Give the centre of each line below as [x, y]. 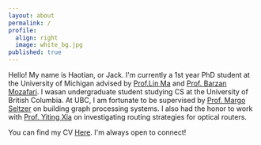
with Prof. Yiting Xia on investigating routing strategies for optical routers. [128, 117]
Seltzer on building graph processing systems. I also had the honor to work [130, 109]
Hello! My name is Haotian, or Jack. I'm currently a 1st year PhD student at [129, 75]
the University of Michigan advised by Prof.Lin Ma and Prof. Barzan [117, 83]
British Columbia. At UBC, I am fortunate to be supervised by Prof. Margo [127, 100]
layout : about [32, 15]
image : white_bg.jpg [49, 45]
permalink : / [30, 23]
